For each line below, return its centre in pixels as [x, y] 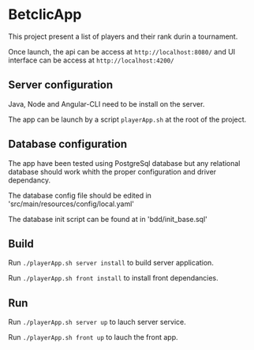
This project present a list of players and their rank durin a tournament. [123, 36]
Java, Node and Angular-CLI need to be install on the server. [106, 103]
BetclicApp [45, 15]
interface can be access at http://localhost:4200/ [92, 60]
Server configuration [61, 85]
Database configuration [68, 144]
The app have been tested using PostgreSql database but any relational [124, 163]
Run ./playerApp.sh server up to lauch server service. [97, 322]
